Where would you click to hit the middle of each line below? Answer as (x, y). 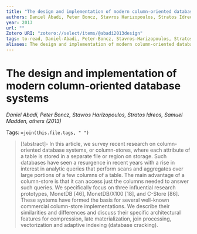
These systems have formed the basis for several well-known (95, 200)
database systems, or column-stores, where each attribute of (116, 150)
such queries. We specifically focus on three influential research (98, 187)
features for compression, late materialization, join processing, (96, 219)
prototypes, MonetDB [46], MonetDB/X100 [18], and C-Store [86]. (100, 193)
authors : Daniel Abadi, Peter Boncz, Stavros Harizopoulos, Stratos (91, 17)
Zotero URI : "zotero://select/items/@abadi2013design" (74, 34)
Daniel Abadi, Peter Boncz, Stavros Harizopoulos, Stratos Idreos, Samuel (94, 115)
